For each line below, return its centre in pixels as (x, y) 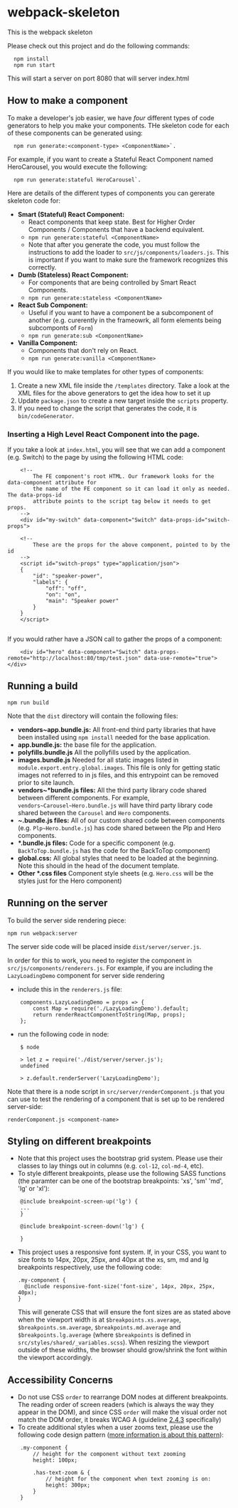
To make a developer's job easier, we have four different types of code (111, 117)
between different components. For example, (83, 797)
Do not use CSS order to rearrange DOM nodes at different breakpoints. (123, 1397)
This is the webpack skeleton (50, 32)
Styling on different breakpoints (79, 1141)
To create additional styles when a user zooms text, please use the (115, 1428)
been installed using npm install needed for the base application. (114, 737)
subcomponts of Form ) (61, 327)
